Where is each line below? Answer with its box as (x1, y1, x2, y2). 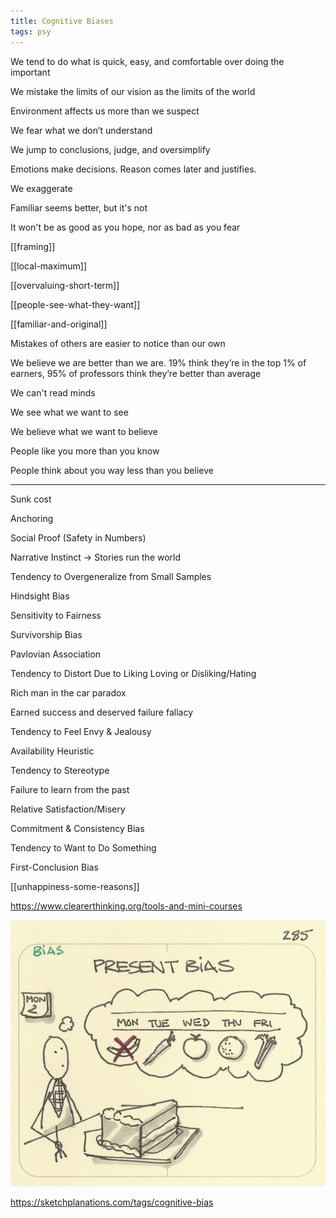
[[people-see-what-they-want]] (10, 298, 141, 310)
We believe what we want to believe (10, 425, 158, 437)
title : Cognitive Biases (10, 16, 114, 26)
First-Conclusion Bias (10, 861, 99, 873)
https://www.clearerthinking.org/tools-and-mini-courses (10, 900, 243, 912)
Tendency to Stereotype (10, 764, 110, 776)
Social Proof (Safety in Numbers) (10, 531, 147, 544)
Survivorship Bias (10, 628, 83, 640)
